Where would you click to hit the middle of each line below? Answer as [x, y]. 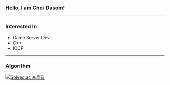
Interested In [21, 27]
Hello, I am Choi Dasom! [35, 8]
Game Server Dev [31, 37]
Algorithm [18, 66]
